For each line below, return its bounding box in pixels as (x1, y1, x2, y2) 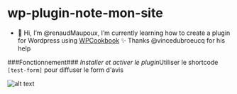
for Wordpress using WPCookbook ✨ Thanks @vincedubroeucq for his (17, 36, 226, 44)
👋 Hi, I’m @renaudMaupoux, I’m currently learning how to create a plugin (17, 28, 231, 37)
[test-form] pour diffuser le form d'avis (7, 66, 124, 74)
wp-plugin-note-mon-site (7, 5, 163, 21)
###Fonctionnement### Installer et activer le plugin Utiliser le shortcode (7, 58, 219, 66)
